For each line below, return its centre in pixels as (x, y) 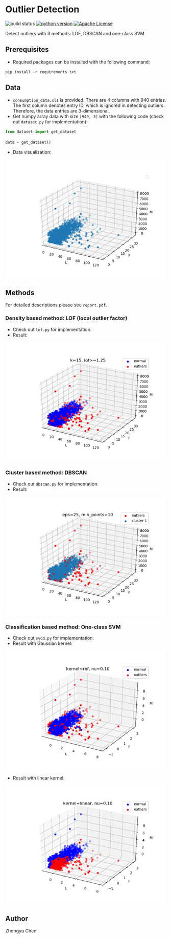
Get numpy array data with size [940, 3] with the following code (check (88, 116)
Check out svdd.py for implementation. (53, 638)
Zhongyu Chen (21, 931)
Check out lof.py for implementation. (52, 329)
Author (17, 918)
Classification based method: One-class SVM (63, 627)
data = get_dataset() (28, 142)
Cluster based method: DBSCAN (46, 473)
